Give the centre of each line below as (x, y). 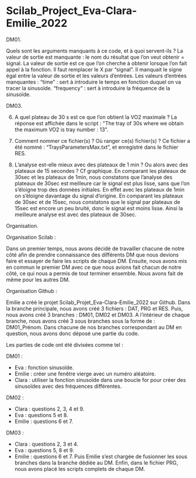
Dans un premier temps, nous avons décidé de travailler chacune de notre (95, 248)
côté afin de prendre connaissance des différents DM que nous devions (92, 255)
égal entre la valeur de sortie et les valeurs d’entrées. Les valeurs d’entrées (97, 76)
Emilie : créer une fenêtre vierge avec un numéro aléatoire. (85, 374)
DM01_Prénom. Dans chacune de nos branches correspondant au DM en (94, 327)
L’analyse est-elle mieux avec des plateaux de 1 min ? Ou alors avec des (101, 165)
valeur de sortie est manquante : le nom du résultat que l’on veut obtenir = (95, 57)
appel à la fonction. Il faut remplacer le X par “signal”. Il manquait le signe (94, 69)
